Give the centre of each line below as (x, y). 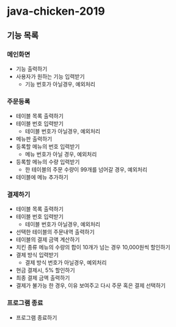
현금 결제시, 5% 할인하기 (45, 270)
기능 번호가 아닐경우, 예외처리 (60, 84)
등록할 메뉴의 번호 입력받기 (48, 147)
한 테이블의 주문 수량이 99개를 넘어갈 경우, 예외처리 (86, 170)
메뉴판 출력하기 (34, 139)
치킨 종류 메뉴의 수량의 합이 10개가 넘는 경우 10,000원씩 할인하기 (93, 247)
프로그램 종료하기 (36, 317)
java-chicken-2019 (56, 11)
